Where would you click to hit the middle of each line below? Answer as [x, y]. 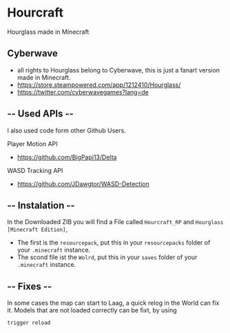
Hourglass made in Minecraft [48, 32]
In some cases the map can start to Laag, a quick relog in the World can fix [113, 303]
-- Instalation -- [41, 205]
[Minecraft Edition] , [38, 230]
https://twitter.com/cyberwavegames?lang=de [83, 92]
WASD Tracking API [35, 170]
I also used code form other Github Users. [66, 130]
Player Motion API [32, 143]
